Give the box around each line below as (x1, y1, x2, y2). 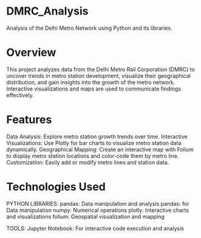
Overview (6, 46, 56, 59)
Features (6, 113, 52, 127)
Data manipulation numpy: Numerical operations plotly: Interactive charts (6, 206, 189, 214)
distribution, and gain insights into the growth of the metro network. (6, 78, 175, 86)
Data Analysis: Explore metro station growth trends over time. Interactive (6, 132, 188, 140)
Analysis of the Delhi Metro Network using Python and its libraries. (6, 24, 172, 32)
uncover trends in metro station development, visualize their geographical (6, 72, 191, 80)
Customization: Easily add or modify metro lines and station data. (6, 158, 169, 166)
